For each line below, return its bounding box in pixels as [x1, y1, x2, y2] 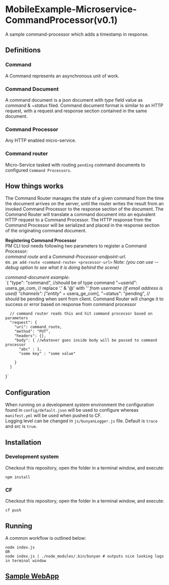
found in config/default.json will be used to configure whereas [5, 407, 139, 413]
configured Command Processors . [5, 167, 72, 173]
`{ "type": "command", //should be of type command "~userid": [5, 280, 138, 286]
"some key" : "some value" [18, 351, 76, 356]
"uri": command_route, [14, 324, 62, 330]
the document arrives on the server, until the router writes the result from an [5, 201, 164, 207]
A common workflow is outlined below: [5, 535, 87, 541]
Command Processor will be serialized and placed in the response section [5, 222, 160, 228]
